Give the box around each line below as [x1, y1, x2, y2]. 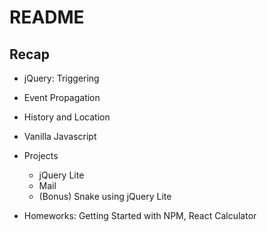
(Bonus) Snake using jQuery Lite [38, 191, 172, 202]
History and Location [23, 111, 111, 123]
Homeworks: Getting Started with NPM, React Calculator [23, 210, 257, 221]
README [9, 6, 85, 29]
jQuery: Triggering [23, 72, 100, 84]
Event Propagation [23, 92, 101, 103]
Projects [23, 150, 59, 161]
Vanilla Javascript [23, 131, 97, 142]
